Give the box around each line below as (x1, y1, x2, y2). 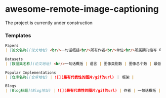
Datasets (5, 57, 23, 62)
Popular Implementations (5, 70, 56, 75)
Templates (5, 32, 31, 39)
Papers (5, 43, 19, 48)
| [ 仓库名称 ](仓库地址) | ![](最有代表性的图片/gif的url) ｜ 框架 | (5, 75, 134, 80)
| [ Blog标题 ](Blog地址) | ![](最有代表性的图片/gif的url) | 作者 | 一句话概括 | (5, 88, 161, 93)
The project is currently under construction (5, 20, 93, 26)
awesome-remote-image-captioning (5, 3, 159, 15)
